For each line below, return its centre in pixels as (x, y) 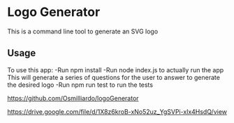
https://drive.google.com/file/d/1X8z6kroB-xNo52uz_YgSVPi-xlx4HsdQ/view (117, 111)
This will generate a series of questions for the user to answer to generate (114, 77)
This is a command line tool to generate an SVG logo (83, 31)
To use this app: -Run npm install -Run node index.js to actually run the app (116, 69)
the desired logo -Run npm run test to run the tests (80, 85)
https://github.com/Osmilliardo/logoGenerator (73, 98)
